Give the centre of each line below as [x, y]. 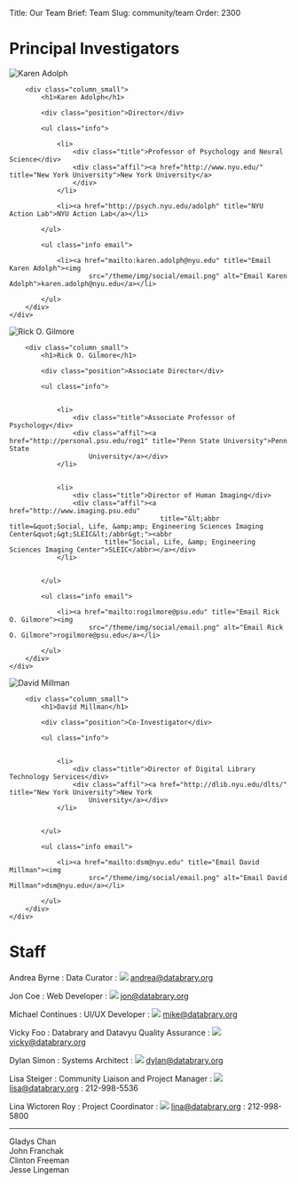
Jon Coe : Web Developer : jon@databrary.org [99, 996]
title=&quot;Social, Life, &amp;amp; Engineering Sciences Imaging [137, 526]
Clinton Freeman [39, 1160]
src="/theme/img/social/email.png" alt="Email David [188, 878]
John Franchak [36, 1150]
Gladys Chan [33, 1141]
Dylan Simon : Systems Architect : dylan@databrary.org [116, 1060]
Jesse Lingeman [39, 1169]
